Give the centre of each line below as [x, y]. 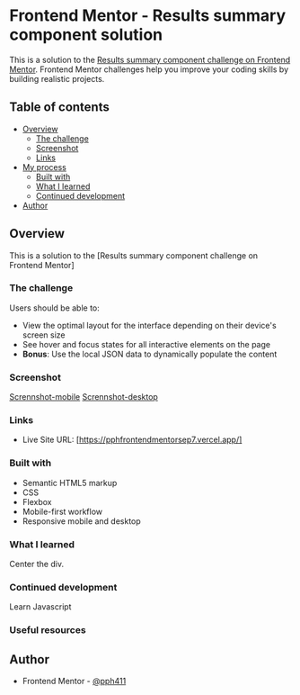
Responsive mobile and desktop [81, 521]
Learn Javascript [40, 607]
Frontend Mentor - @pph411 [74, 681]
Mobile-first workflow [62, 511]
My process [44, 167]
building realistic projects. [57, 78]
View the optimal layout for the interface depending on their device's [149, 325]
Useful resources [48, 630]
